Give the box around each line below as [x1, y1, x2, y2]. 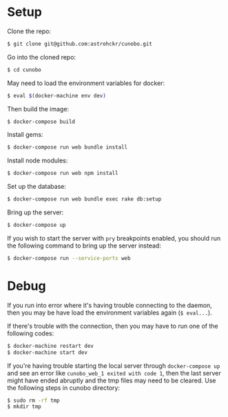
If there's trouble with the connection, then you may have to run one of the [7, 322, 218, 330]
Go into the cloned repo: [7, 53, 76, 61]
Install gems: [7, 131, 43, 139]
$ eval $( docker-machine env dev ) [7, 92, 107, 99]
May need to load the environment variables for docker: [7, 79, 165, 87]
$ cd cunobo [7, 66, 41, 73]
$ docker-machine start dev [7, 349, 88, 356]
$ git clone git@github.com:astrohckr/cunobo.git [7, 40, 153, 47]
